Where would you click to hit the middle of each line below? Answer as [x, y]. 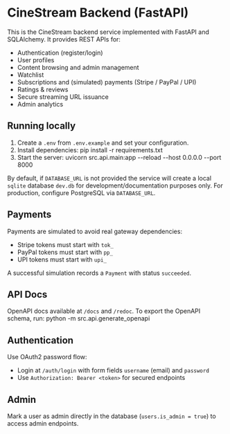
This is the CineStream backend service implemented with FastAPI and [108, 32]
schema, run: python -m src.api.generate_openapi [79, 318]
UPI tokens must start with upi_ [62, 259]
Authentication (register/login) [60, 53]
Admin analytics [40, 104]
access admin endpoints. [43, 423]
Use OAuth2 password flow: [47, 357]
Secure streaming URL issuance [63, 97]
